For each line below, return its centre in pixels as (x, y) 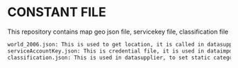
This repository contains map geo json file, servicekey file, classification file (118, 32)
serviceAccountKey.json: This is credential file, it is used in (106, 51)
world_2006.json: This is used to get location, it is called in (106, 44)
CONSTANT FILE (57, 12)
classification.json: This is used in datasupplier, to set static (109, 57)
